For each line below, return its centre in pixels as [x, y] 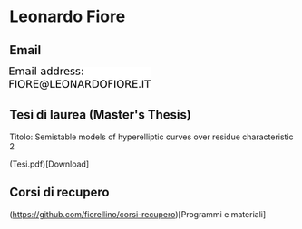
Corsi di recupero [59, 192]
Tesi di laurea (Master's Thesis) [101, 115]
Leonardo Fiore [68, 17]
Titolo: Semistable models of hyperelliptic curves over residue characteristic [151, 137]
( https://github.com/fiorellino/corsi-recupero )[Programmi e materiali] [138, 214]
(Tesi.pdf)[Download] [49, 164]
